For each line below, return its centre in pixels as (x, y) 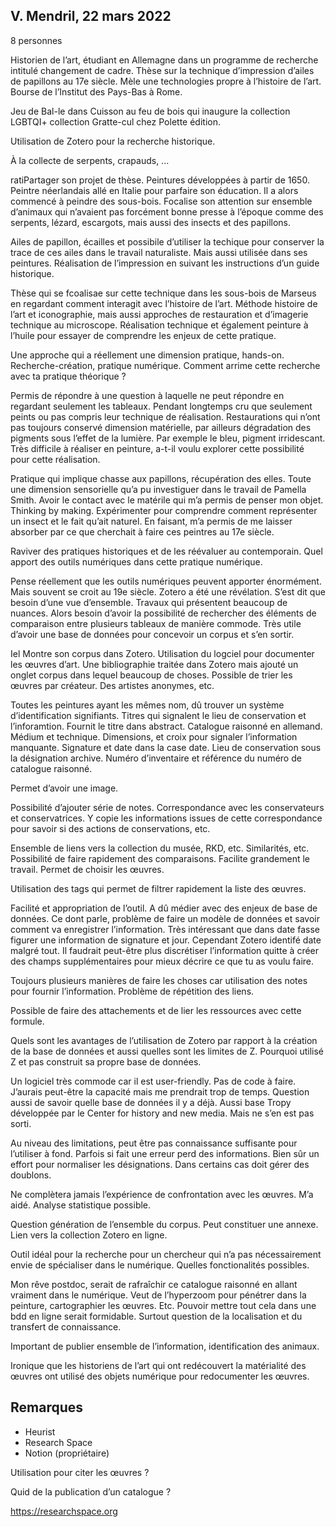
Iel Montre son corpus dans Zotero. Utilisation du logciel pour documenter (162, 653)
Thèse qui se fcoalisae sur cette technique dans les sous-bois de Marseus (163, 293)
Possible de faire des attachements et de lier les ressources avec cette (156, 1010)
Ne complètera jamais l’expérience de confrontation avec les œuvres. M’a (162, 1194)
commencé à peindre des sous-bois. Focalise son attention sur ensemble (161, 201)
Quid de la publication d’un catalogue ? (91, 1491)
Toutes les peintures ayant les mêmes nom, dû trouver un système (147, 705)
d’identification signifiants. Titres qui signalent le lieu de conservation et (158, 715)
